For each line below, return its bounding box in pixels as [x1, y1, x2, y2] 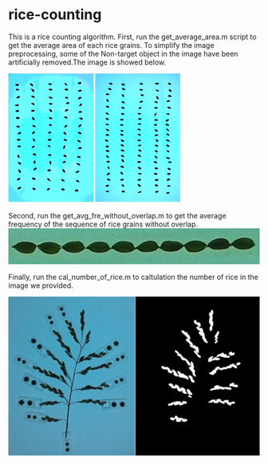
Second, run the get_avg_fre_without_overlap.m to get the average [8, 210, 227, 220]
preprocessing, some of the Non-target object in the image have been [8, 49, 238, 58]
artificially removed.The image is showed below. [8, 57, 167, 67]
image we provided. [8, 281, 73, 290]
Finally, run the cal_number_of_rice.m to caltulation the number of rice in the [8, 273, 259, 282]
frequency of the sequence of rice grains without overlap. [8, 219, 198, 229]
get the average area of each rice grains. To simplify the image [8, 40, 215, 49]
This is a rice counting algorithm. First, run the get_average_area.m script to [8, 32, 257, 41]
